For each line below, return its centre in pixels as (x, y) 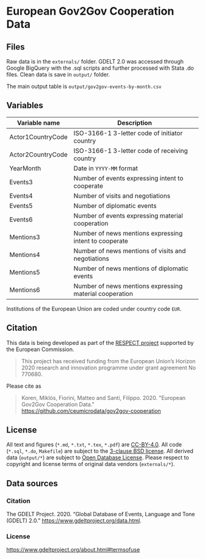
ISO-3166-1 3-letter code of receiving (131, 150)
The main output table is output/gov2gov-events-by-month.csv (84, 86)
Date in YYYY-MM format (106, 168)
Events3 (21, 182)
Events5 (21, 205)
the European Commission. (40, 349)
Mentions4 (25, 254)
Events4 (21, 196)
